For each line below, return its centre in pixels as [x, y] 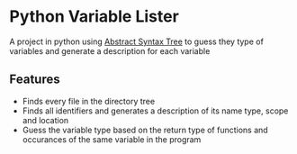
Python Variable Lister [94, 17]
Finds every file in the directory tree [89, 101]
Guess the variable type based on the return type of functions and [145, 130]
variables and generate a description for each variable [110, 50]
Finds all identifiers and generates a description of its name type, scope [155, 111]
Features [35, 80]
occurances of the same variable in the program [112, 139]
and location [45, 120]
